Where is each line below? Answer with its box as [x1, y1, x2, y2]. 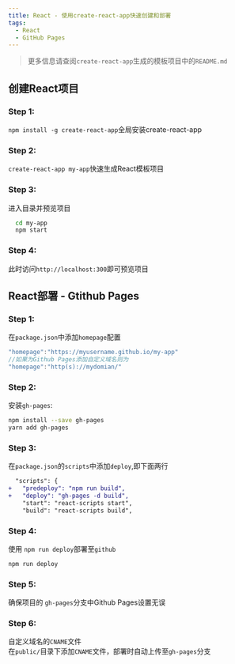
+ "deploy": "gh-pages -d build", [8, 492, 129, 500]
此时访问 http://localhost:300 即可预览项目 [8, 264, 149, 274]
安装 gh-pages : [8, 401, 53, 410]
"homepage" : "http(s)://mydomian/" [8, 363, 123, 372]
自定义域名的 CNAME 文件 [8, 637, 81, 647]
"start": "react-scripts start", [22, 499, 133, 507]
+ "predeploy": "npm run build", [8, 485, 126, 492]
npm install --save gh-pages [8, 417, 104, 424]
